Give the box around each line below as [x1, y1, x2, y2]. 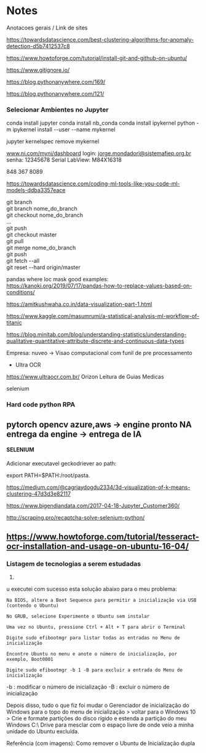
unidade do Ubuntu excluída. [6, 728, 79, 735]
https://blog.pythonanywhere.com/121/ [6, 90, 105, 97]
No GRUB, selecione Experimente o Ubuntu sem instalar [6, 614, 150, 620]
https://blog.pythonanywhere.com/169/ [6, 78, 106, 85]
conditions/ [6, 289, 35, 296]
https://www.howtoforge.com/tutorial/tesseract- [6, 532, 200, 542]
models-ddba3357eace [6, 187, 66, 194]
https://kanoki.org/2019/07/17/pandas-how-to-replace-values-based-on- [6, 282, 192, 289]
